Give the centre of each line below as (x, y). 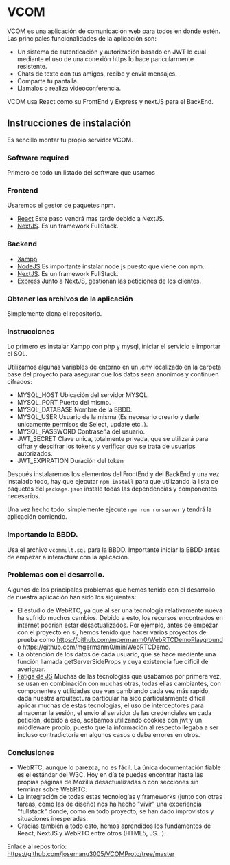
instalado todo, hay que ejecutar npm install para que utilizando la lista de (113, 482)
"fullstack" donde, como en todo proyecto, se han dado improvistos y (115, 811)
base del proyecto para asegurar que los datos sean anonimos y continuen (113, 374)
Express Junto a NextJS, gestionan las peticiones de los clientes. (109, 281)
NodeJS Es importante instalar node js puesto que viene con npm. (111, 266)
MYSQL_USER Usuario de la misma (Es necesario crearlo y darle (108, 417)
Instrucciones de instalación (69, 124)
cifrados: (20, 382)
